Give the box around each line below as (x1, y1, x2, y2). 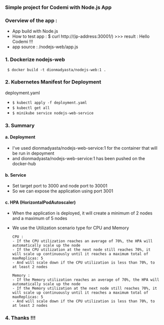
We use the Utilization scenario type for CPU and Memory (12, 225, 129, 231)
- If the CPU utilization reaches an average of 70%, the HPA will (12, 239, 153, 244)
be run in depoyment (12, 150, 55, 156)
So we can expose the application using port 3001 (12, 188, 114, 194)
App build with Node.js (12, 28, 58, 34)
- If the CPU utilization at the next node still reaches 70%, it (12, 247, 151, 252)
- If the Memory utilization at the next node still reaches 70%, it (12, 286, 158, 291)
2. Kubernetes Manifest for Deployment (5, 79, 101, 85)
